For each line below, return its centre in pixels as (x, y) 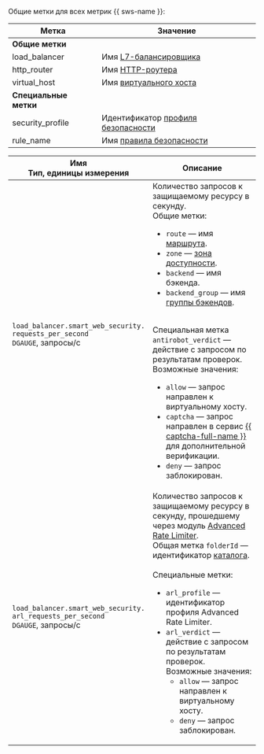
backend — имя (194, 273)
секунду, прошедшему (196, 516)
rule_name (31, 140)
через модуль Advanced (199, 525)
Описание (202, 168)
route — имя (190, 233)
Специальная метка (191, 330)
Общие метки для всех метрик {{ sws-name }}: (87, 11)
